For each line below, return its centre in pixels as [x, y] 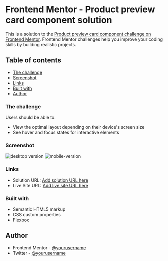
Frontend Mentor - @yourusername [49, 248]
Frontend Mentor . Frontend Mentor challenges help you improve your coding [84, 39]
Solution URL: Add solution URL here [50, 180]
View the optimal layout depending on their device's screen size [78, 127]
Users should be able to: [31, 117]
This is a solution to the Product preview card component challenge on [78, 34]
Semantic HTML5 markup [39, 209]
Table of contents [33, 60]
